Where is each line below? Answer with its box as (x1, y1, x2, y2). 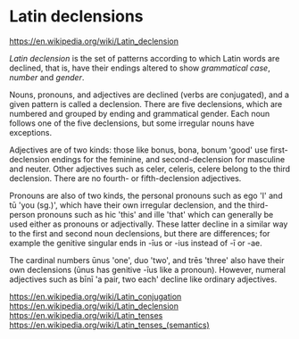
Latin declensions (9, 6, 145, 27)
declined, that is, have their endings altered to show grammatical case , (9, 62, 270, 73)
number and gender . (9, 71, 85, 82)
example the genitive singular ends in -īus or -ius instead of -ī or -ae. (9, 237, 263, 248)
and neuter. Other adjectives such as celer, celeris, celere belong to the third (9, 163, 291, 174)
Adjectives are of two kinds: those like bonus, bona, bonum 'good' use (9, 145, 269, 155)
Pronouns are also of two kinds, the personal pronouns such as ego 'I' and (9, 190, 283, 201)
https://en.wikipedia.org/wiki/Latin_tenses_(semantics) (9, 319, 210, 330)
